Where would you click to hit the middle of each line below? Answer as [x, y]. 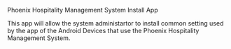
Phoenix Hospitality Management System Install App [83, 10]
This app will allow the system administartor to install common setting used [115, 23]
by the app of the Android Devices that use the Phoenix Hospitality [103, 31]
